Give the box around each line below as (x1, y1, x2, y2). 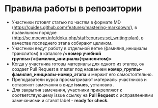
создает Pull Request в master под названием (11, 66, 107, 72)
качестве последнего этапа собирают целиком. (11, 40, 113, 46)
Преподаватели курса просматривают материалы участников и (11, 77, 147, 82)
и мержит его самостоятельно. (87, 71, 153, 77)
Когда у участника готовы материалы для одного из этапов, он (11, 61, 145, 67)
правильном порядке (11, 29, 57, 35)
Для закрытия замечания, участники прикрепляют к (11, 87, 122, 93)
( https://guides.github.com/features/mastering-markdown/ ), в (11, 24, 137, 30)
